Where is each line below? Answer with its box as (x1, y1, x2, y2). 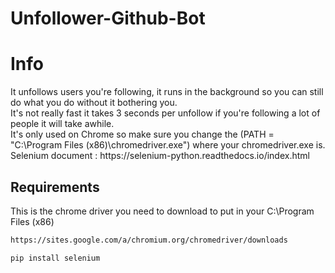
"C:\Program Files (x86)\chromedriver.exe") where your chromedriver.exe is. (10, 139, 326, 151)
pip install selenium (10, 253, 101, 263)
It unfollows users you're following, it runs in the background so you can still (10, 86, 324, 98)
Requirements (10, 178, 100, 196)
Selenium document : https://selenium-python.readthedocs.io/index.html (10, 150, 310, 162)
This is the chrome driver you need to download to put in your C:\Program (10, 205, 315, 217)
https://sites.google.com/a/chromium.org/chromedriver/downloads (10, 235, 288, 245)
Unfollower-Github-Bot (10, 7, 206, 30)
